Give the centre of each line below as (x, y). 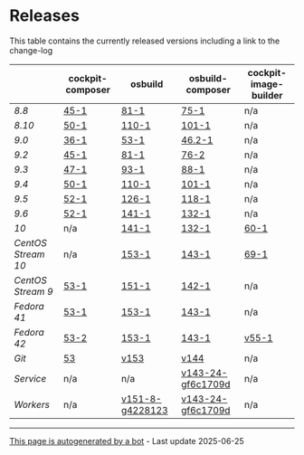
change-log (31, 50)
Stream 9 (33, 291)
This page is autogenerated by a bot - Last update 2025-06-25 (127, 441)
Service (30, 378)
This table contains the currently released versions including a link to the (145, 41)
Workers (32, 404)
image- (267, 84)
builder (267, 95)
